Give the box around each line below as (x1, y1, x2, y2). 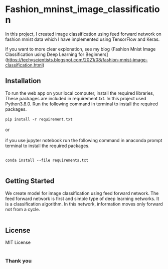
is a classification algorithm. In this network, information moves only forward (5, 200, 163, 207)
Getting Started (5, 177, 55, 185)
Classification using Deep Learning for (5, 51, 85, 57)
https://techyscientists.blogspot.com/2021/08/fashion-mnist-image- (7, 56, 148, 62)
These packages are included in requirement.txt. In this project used (5, 95, 146, 101)
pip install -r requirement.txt (5, 117, 73, 122)
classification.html (5, 62, 43, 68)
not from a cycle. (5, 206, 40, 212)
